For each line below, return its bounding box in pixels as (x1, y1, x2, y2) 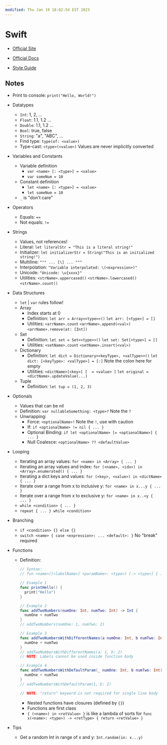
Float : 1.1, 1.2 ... (19, 117, 51, 123)
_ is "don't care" (19, 195, 53, 201)
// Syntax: (19, 567, 43, 572)
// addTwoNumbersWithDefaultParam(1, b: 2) (19, 682, 112, 687)
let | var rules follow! (19, 300, 64, 306)
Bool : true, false (19, 128, 52, 134)
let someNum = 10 (27, 190, 63, 195)
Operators (12, 204, 33, 210)
